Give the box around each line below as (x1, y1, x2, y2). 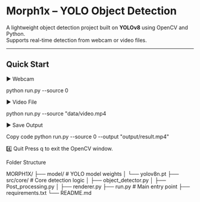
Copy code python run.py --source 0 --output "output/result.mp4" (6, 133, 170, 140)
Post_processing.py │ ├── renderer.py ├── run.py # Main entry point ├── (6, 183, 190, 190)
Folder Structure (6, 159, 46, 166)
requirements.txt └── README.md (6, 189, 92, 196)
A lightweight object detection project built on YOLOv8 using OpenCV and (6, 24, 189, 31)
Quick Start (6, 60, 49, 70)
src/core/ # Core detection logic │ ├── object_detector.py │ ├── (6, 176, 167, 184)
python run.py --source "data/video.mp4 (6, 110, 107, 117)
